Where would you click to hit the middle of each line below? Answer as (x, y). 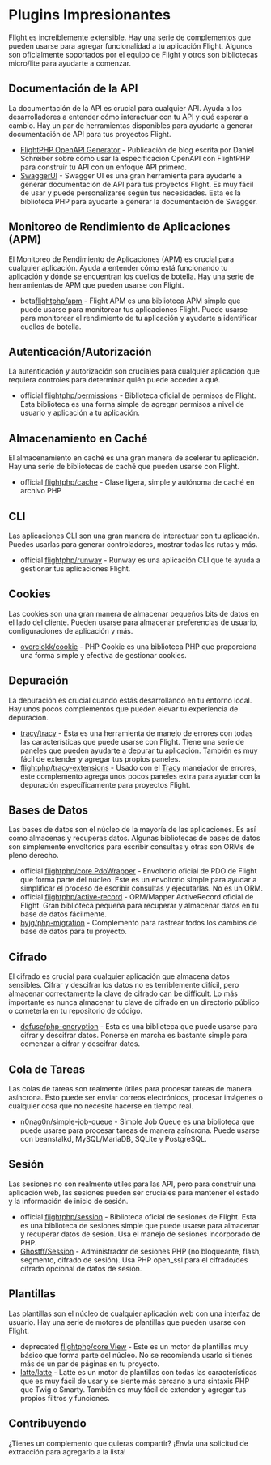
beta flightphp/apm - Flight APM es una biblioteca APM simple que (130, 301)
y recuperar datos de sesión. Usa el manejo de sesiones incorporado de (140, 1234)
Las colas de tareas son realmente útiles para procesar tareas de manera (130, 1089)
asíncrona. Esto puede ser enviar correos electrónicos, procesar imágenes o (136, 1098)
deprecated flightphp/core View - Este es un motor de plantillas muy (134, 1346)
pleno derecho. (34, 856)
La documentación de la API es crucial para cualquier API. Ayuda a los (125, 108)
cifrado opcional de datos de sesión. (81, 1268)
